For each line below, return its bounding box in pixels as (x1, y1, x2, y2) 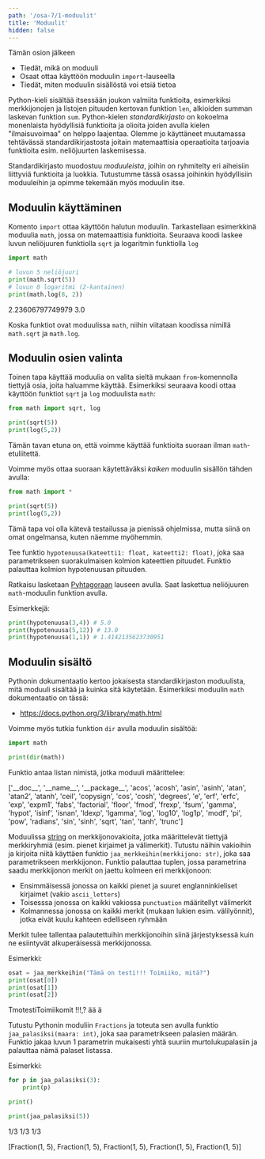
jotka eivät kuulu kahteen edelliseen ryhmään (19, 915, 168, 924)
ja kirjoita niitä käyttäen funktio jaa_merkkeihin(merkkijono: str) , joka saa (8, 848, 251, 858)
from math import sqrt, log (8, 404, 101, 412)
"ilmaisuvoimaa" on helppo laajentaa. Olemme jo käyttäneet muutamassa (8, 129, 246, 138)
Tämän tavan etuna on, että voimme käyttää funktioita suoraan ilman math (8, 441, 248, 449)
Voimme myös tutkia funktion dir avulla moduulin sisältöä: (8, 724, 198, 733)
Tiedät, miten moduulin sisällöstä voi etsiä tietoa (19, 80, 176, 89)
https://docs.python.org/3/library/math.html (19, 709, 162, 718)
